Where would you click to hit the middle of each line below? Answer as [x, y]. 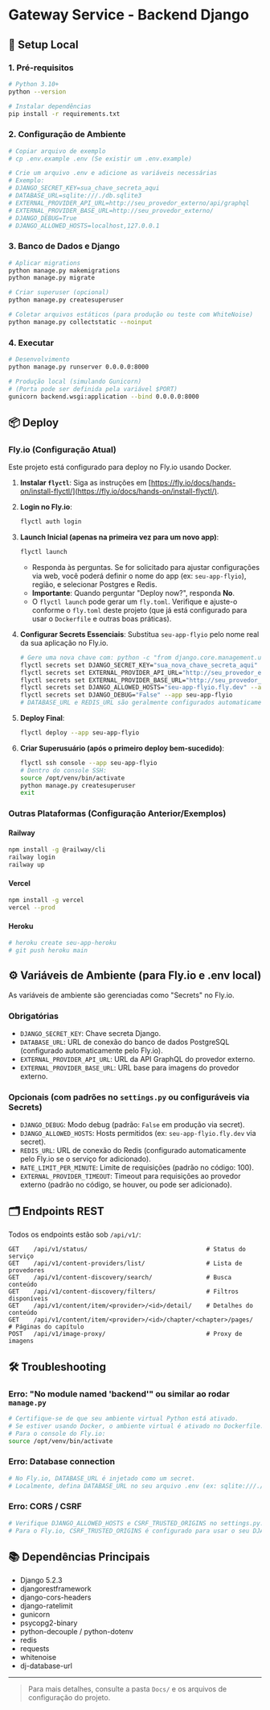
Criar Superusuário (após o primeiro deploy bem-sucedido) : [122, 748]
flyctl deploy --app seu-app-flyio [80, 733]
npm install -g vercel [46, 901]
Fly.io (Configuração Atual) [62, 449]
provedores [27, 1271]
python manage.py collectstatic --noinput [80, 322]
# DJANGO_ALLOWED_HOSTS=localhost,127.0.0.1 [84, 226]
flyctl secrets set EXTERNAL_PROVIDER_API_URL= [101, 672]
